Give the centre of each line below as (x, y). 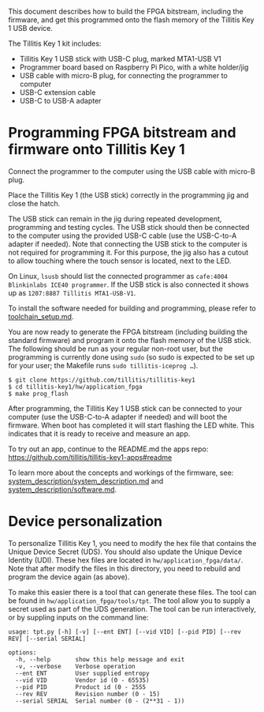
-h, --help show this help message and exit (100, 659)
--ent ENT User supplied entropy (82, 673)
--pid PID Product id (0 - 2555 (81, 687)
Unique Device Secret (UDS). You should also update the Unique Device (125, 552)
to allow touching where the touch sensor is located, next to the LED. (120, 261)
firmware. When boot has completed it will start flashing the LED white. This (131, 425)
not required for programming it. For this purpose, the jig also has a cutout (128, 252)
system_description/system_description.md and (86, 480)
